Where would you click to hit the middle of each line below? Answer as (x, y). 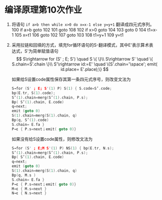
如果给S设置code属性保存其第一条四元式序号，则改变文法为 (71, 79)
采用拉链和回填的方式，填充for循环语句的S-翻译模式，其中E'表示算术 (80, 45)
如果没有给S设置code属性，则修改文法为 (52, 139)
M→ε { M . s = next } (29, 189)
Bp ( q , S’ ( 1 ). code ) (30, 120)
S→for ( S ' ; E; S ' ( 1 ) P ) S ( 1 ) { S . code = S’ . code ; (62, 88)
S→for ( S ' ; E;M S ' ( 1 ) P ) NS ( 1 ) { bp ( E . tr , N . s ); (63, 148)
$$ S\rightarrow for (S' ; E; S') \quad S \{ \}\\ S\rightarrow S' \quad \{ (85, 59)
